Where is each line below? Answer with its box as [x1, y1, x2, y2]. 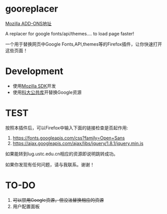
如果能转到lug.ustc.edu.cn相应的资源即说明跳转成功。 [5, 151, 118, 157]
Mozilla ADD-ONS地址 [5, 20, 52, 26]
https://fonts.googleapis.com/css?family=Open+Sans [12, 135, 125, 141]
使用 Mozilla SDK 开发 [12, 83, 56, 89]
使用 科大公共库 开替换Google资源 [12, 89, 82, 95]
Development [5, 65, 64, 77]
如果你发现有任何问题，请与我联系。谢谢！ [5, 161, 95, 167]
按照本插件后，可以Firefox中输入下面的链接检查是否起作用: [5, 125, 128, 131]
